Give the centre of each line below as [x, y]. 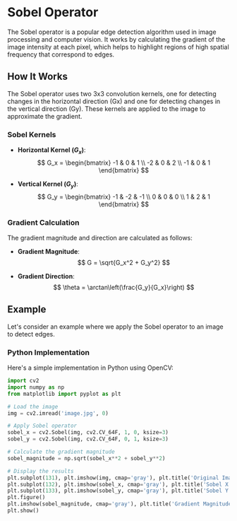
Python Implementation [49, 352]
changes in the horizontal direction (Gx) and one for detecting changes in [114, 101]
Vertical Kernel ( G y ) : [48, 185]
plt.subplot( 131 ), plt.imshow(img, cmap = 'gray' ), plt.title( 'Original [113, 478]
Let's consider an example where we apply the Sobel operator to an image [115, 327]
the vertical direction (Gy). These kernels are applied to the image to [107, 109]
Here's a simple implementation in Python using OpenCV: [91, 368]
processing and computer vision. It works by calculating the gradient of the [116, 39]
